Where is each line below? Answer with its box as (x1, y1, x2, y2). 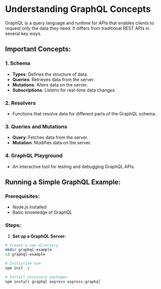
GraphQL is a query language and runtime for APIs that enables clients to (5, 20, 155, 26)
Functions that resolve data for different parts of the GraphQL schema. (12, 110, 157, 116)
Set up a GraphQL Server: (12, 233, 66, 239)
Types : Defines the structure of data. (12, 71, 88, 77)
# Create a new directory (5, 243, 58, 248)
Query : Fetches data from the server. (12, 134, 89, 140)
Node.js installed (12, 204, 47, 210)
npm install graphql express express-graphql (5, 279, 101, 284)
